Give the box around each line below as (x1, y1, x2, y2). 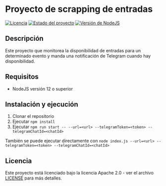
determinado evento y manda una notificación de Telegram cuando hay (5, 53, 151, 59)
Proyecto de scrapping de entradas (5, 3, 153, 15)
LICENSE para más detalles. (5, 175, 62, 181)
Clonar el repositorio (12, 113, 55, 119)
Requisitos (5, 73, 39, 81)
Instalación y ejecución (5, 100, 78, 108)
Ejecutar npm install (12, 118, 55, 125)
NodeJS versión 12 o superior (12, 86, 73, 92)
